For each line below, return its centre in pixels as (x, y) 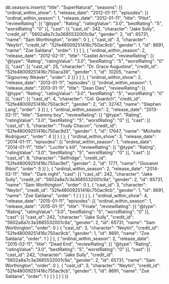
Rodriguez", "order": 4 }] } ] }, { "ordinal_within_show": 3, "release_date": (81, 136)
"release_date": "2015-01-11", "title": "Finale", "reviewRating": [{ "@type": (81, 206)
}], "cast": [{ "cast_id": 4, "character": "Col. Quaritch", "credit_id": (73, 99)
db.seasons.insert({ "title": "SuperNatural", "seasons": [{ (64, 7)
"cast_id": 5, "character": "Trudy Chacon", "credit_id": (61, 126)
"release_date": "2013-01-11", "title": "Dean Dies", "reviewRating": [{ (75, 88)
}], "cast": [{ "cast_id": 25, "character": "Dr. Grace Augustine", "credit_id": (82, 66)
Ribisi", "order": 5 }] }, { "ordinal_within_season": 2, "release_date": (74, 169)
